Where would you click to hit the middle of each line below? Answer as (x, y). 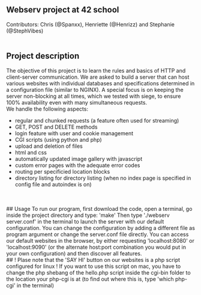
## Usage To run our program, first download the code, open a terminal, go (99, 208)
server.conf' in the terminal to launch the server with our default (85, 221)
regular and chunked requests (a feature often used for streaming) (97, 120)
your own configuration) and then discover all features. (74, 253)
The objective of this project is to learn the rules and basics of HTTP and (96, 70)
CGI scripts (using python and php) (58, 139)
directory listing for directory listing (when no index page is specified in (103, 178)
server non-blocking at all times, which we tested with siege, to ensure (94, 96)
